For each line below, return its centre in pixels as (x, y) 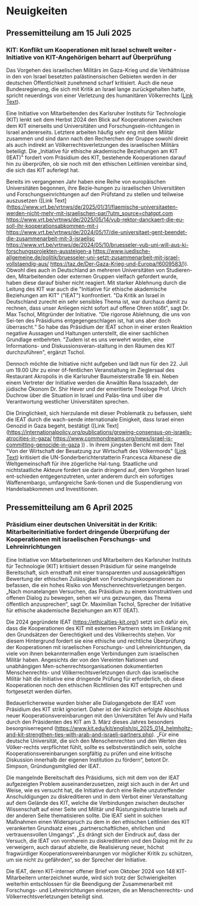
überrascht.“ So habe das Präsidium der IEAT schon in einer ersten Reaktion (99, 327)
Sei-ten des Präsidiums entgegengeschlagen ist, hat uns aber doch (89, 320)
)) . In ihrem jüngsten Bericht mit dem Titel (132, 445)
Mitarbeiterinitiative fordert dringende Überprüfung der (88, 532)
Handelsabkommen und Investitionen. (53, 489)
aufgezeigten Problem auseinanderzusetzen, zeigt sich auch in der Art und (98, 784)
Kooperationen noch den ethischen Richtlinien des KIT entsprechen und (94, 685)
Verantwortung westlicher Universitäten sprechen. (68, 401)
